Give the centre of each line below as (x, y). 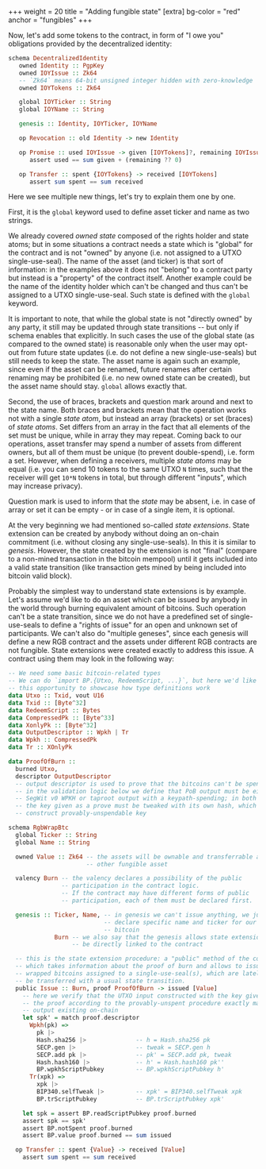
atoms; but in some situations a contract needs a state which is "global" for (131, 245)
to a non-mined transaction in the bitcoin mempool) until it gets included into (133, 559)
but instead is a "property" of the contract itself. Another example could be (130, 278)
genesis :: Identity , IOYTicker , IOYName (88, 124)
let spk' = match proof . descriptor (81, 1018)
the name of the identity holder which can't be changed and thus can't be (128, 287)
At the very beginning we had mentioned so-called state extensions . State (129, 525)
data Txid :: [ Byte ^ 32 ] (47, 703)
